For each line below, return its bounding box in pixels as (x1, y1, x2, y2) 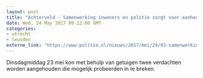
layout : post (6, 8, 39, 15)
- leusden (6, 37, 31, 43)
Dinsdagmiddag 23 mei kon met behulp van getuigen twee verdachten (6, 58, 181, 66)
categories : (6, 25, 36, 32)
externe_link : (6, 43, 42, 49)
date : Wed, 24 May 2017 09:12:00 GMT (6, 20, 101, 26)
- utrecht (6, 31, 31, 37)
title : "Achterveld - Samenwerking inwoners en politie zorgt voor (6, 14, 180, 20)
